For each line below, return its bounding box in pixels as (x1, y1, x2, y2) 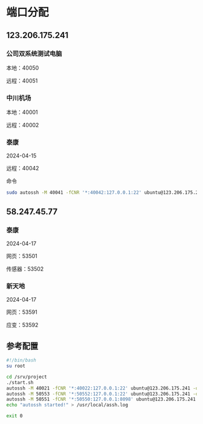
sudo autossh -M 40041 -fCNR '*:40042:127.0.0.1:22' (6, 190, 142, 196)
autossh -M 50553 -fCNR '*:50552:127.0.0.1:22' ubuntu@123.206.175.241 (6, 391, 190, 397)
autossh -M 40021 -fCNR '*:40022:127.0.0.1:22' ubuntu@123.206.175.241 (6, 385, 190, 391)
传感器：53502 (6, 265, 44, 273)
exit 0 (6, 413, 23, 419)
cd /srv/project (6, 374, 47, 380)
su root (6, 363, 26, 369)
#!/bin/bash (6, 357, 36, 363)
